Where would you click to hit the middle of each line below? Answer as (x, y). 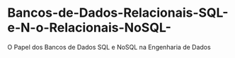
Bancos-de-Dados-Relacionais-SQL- (118, 13)
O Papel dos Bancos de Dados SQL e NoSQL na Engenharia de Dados (109, 47)
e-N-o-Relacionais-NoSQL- (90, 28)
